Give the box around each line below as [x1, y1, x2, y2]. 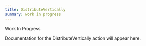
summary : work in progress [5, 12, 61, 17]
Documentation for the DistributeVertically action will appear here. [5, 35, 141, 41]
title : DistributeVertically [5, 7, 66, 12]
